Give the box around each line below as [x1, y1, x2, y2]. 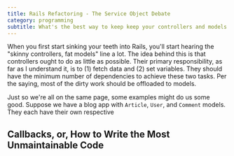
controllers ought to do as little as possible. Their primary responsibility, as [7, 57, 223, 66]
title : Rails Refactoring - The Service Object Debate [7, 10, 171, 17]
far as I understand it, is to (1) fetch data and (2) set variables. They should [7, 64, 223, 73]
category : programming [7, 17, 74, 24]
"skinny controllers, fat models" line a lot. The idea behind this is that [7, 50, 206, 58]
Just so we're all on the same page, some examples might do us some [7, 93, 210, 101]
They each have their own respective [7, 108, 114, 116]
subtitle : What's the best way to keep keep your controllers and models [7, 23, 228, 30]
